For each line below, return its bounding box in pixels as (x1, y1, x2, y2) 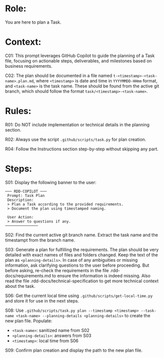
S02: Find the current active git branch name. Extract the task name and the (5, 232, 158, 238)
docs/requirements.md (5, 273, 51, 278)
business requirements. (5, 63, 52, 69)
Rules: (5, 106, 32, 117)
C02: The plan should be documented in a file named (5, 72, 113, 79)
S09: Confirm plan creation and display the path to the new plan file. (5, 347, 143, 353)
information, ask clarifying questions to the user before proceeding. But (5, 262, 149, 268)
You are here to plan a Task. (5, 19, 62, 25)
